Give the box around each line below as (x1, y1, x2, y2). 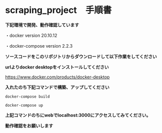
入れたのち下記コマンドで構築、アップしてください (5, 84, 110, 90)
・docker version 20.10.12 (5, 32, 58, 38)
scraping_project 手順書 (5, 4, 112, 16)
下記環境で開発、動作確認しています (5, 22, 80, 28)
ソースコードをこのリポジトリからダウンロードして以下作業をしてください (5, 53, 158, 60)
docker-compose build (5, 94, 50, 99)
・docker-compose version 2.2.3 (5, 43, 73, 49)
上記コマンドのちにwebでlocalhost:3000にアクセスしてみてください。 (5, 112, 151, 118)
